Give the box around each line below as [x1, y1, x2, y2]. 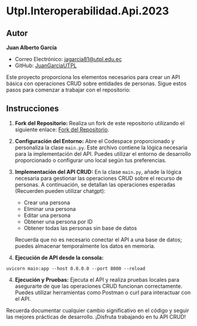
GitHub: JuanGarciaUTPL [14, 62, 77, 69]
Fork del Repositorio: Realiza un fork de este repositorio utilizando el [14, 119, 185, 126]
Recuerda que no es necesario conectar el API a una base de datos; [14, 236, 182, 243]
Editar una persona [23, 212, 70, 219]
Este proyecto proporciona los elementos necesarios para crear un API [6, 74, 180, 80]
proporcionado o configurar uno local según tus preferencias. [14, 156, 167, 164]
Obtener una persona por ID [23, 218, 93, 225]
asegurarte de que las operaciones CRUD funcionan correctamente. [14, 282, 183, 289]
